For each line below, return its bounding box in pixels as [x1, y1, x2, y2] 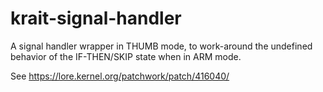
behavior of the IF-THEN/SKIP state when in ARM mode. [10, 50, 242, 62]
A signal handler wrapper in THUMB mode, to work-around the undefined [10, 40, 313, 52]
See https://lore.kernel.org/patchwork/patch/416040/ [10, 70, 230, 82]
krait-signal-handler [10, 7, 182, 30]
